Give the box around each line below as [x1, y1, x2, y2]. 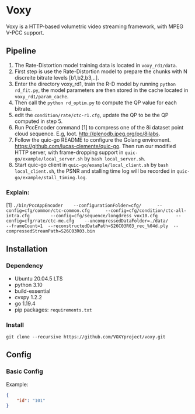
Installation [6, 244, 48, 254]
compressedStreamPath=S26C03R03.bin [6, 228, 95, 234]
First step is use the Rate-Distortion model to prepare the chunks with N [14, 68, 188, 75]
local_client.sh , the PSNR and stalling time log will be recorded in [14, 167, 176, 175]
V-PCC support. [6, 29, 45, 36]
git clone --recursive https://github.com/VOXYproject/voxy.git [6, 334, 166, 340]
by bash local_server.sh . [83, 155, 146, 162]
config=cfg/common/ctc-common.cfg [6, 208, 90, 214]
